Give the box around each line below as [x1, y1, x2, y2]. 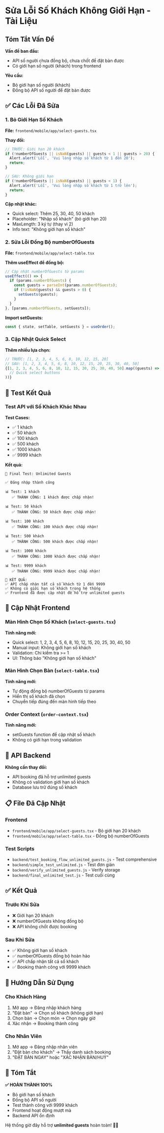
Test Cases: [5, 414, 30, 420]
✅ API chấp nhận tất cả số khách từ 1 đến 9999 [5, 582, 106, 586]
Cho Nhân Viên [5, 1032, 42, 1039]
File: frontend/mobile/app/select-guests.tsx [5, 127, 97, 133]
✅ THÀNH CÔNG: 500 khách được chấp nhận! [11, 539, 99, 544]
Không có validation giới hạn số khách [12, 779, 90, 785]
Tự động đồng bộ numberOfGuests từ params [12, 688, 105, 694]
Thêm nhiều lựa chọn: [5, 347, 51, 353]
